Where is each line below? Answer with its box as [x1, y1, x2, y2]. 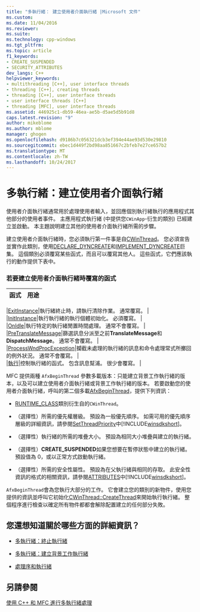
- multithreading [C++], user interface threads [6, 81, 130, 87]
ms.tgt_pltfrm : [6, 43, 44, 49]
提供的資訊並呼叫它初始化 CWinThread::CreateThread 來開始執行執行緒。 [6, 493, 183, 501]
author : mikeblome [6, 120, 52, 126]
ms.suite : [6, 31, 31, 37]
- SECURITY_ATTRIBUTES [6, 64, 63, 71]
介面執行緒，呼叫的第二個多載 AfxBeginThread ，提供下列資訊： [16, 387, 172, 395]
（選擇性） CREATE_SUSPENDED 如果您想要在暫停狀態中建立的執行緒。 [14, 446, 191, 453]
